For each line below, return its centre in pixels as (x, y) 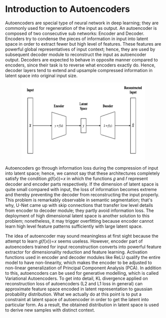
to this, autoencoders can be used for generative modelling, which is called (82, 273)
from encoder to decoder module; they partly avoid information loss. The (80, 210)
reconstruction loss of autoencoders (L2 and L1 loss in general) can (74, 283)
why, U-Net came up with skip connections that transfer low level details (79, 205)
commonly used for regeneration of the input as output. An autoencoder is (81, 28)
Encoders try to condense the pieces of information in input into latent (77, 39)
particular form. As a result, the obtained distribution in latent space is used (82, 305)
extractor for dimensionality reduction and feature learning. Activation (76, 252)
